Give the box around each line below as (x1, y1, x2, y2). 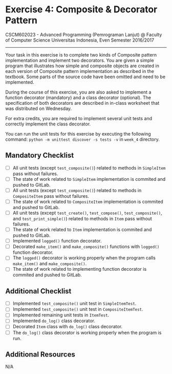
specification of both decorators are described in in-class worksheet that (5, 100, 160, 106)
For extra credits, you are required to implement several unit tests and (5, 115, 153, 121)
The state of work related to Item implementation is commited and (12, 227, 152, 233)
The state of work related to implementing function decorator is (12, 266, 147, 272)
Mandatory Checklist (5, 151, 74, 160)
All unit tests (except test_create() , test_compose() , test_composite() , (12, 210, 162, 216)
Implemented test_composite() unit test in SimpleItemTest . (12, 301, 137, 307)
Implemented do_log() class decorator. (12, 317, 96, 324)
